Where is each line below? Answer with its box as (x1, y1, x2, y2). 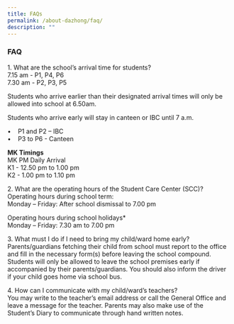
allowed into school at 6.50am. (7, 99, 97, 108)
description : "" (7, 23, 55, 30)
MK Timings (7, 148, 44, 157)
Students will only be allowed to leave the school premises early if (7, 257, 200, 266)
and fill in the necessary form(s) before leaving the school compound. (7, 250, 211, 258)
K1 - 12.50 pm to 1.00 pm (7, 163, 79, 172)
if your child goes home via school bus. (7, 272, 123, 281)
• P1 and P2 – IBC (7, 127, 64, 135)
